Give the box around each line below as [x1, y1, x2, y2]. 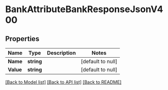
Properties [5, 34, 40, 43]
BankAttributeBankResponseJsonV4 [5, 4, 163, 15]
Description [47, 50, 76, 56]
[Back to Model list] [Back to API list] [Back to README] [5, 79, 122, 85]
